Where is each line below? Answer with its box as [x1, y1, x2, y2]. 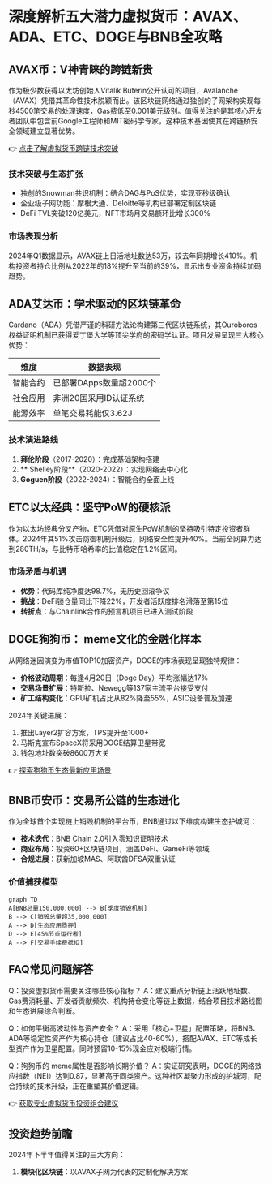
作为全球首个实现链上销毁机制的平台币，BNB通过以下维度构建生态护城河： [8, 816, 257, 826]
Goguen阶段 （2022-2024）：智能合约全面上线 [19, 474, 175, 484]
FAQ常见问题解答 [8, 962, 94, 976]
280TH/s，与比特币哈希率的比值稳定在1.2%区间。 [15, 544, 182, 553]
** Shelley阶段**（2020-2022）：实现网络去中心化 [19, 464, 188, 474]
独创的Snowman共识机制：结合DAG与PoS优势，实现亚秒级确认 [19, 188, 231, 198]
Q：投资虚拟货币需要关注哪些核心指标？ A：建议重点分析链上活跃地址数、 [8, 985, 255, 995]
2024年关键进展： [8, 710, 69, 720]
